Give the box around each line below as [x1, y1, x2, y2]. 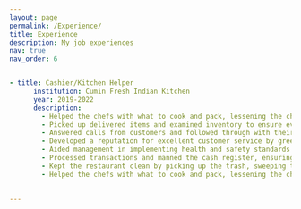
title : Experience [9, 29, 78, 38]
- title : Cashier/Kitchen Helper [9, 79, 134, 88]
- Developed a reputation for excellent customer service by [41, 137, 275, 146]
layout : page [9, 13, 58, 22]
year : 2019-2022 [32, 95, 94, 104]
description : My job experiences [9, 38, 134, 47]
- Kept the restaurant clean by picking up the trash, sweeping [41, 162, 287, 171]
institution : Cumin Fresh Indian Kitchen [32, 87, 191, 96]
